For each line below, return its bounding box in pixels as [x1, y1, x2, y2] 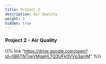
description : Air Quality [5, 12, 57, 17]
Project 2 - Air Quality [5, 37, 57, 44]
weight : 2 [5, 16, 25, 21]
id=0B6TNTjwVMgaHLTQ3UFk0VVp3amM [5, 53, 90, 59]
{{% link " [5, 48, 24, 54]
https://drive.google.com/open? [24, 48, 88, 54]
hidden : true [5, 21, 32, 26]
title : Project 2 [5, 7, 40, 12]
